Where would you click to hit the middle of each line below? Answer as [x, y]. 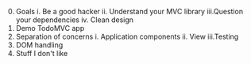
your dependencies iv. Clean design [74, 20]
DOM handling [39, 45]
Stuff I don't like [42, 53]
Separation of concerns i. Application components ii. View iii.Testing [127, 36]
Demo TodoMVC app [50, 28]
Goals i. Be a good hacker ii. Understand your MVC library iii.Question [129, 11]
